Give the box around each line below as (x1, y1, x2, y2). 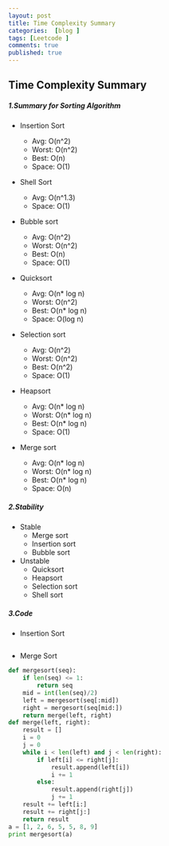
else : (37, 778, 56, 786)
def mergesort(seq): (8, 667, 77, 675)
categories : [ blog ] (8, 26, 81, 34)
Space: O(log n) (31, 314, 84, 324)
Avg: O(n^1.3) (31, 193, 76, 202)
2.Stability (8, 501, 44, 512)
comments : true (8, 42, 59, 50)
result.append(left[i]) (50, 763, 130, 772)
